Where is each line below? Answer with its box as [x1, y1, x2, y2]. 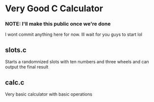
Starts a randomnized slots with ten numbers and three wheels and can [5, 59, 150, 65]
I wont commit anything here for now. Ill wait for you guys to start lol [5, 31, 142, 37]
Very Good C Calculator [5, 3, 103, 14]
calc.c [5, 78, 25, 86]
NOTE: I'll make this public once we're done [5, 21, 111, 27]
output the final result [5, 64, 49, 70]
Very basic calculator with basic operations [5, 91, 92, 97]
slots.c [5, 46, 26, 54]
